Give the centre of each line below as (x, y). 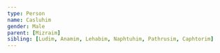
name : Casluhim (29, 20)
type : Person (26, 13)
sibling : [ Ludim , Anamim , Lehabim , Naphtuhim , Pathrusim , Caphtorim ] (111, 39)
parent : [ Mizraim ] (34, 33)
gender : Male (26, 26)
